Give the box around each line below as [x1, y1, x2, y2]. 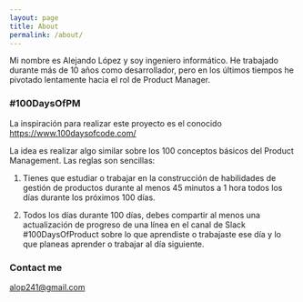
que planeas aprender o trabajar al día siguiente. [22, 238, 205, 249]
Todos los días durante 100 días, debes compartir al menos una [22, 209, 261, 220]
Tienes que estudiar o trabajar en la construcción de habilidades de [22, 172, 277, 183]
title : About [9, 22, 59, 31]
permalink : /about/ [9, 30, 84, 39]
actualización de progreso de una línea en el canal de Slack [22, 219, 247, 230]
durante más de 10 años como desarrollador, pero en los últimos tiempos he [9, 65, 294, 75]
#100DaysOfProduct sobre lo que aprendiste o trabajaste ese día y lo [22, 228, 282, 239]
